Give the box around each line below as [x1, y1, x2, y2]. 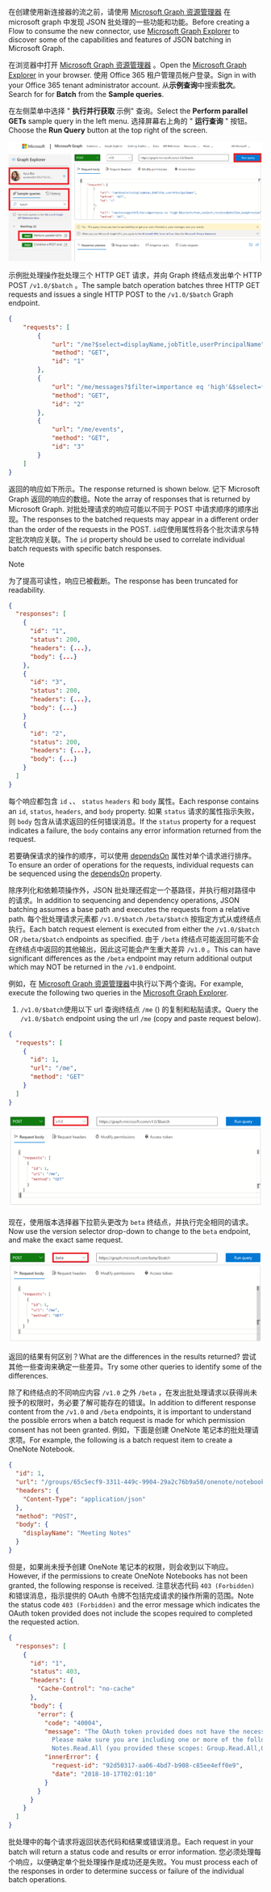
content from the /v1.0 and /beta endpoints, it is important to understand [8, 1407, 252, 1417]
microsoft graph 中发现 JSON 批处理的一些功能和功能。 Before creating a [8, 17, 250, 27]
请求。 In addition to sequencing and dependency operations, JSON [15, 895, 240, 905]
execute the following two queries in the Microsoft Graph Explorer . [8, 987, 228, 997]
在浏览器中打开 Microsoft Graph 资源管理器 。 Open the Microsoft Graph [8, 60, 248, 70]
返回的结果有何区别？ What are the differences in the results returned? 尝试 [8, 1352, 256, 1362]
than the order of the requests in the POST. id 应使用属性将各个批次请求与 [8, 524, 252, 534]
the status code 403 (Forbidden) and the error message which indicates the [8, 1599, 261, 1609]
